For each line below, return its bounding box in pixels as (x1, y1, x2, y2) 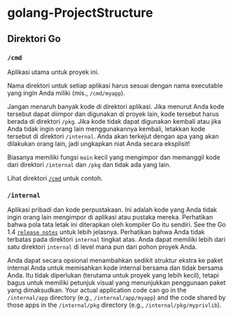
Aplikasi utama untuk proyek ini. (7, 68, 99, 76)
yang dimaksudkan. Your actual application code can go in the (7, 286, 187, 294)
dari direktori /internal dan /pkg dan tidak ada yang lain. (7, 160, 171, 168)
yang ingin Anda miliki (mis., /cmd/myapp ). (7, 89, 125, 97)
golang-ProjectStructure (7, 5, 153, 21)
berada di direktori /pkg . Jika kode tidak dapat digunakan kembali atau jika (7, 117, 222, 125)
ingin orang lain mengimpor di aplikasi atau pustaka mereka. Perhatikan (7, 213, 213, 222)
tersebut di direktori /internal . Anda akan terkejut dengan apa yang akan (7, 131, 219, 141)
